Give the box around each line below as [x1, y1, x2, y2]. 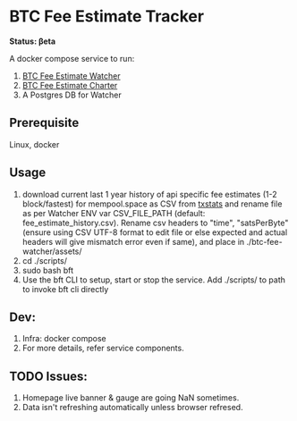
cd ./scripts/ [21, 255, 68, 265]
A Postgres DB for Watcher [21, 89, 123, 100]
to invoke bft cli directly [21, 283, 109, 294]
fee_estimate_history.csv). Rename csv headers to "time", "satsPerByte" [21, 217, 289, 228]
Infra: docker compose [21, 333, 106, 344]
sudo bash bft [21, 265, 74, 275]
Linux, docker [9, 139, 60, 149]
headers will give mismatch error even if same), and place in [21, 236, 245, 247]
